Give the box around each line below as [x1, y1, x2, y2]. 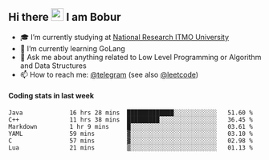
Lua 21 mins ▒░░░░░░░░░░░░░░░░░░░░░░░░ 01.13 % [8, 144, 253, 152]
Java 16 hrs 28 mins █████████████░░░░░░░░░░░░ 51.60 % [8, 109, 253, 117]
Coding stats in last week [8, 91, 95, 101]
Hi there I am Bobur [8, 10, 122, 24]
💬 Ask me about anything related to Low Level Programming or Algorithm [19, 52, 262, 62]
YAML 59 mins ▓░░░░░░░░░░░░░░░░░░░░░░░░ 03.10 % [8, 130, 253, 138]
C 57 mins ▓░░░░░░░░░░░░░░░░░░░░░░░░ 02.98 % [8, 137, 253, 145]
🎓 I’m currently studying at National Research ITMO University [19, 32, 229, 42]
